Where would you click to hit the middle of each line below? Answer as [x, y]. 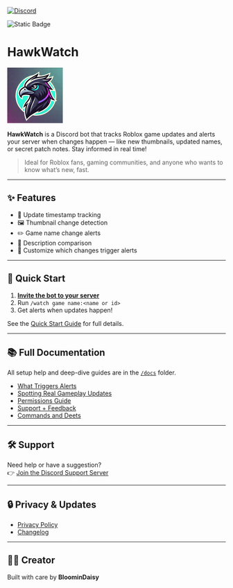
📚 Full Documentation [56, 353]
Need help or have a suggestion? [54, 465]
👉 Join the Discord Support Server [58, 473]
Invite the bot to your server [58, 295]
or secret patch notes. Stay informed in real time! [77, 148]
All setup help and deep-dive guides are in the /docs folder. [92, 373]
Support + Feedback [46, 408]
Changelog [33, 532]
